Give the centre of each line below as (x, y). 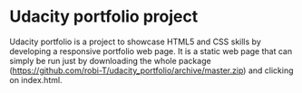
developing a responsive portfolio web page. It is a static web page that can (151, 51)
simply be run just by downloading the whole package (110, 60)
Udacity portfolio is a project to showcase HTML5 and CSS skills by (135, 42)
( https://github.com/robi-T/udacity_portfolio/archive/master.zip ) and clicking (151, 70)
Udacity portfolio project (104, 17)
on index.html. (36, 79)
